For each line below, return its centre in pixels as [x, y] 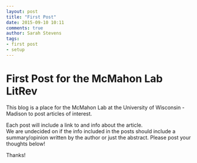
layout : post [22, 11]
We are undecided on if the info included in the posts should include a [91, 131]
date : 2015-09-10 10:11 [35, 22]
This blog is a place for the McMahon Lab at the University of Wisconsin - [96, 107]
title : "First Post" [31, 17]
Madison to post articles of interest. [49, 113]
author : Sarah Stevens [34, 33]
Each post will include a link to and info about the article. [74, 125]
